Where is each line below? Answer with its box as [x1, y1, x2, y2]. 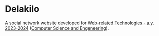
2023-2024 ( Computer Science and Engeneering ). [5, 25, 109, 31]
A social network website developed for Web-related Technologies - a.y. [5, 20, 154, 26]
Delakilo [5, 3, 40, 15]
